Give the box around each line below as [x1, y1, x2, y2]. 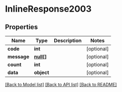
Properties [5, 23, 38, 31]
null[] [34, 54, 47, 60]
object [34, 69, 50, 76]
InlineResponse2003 [5, 3, 92, 15]
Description [54, 37, 82, 44]
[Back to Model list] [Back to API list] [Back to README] [5, 82, 117, 87]
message [7, 54, 29, 60]
